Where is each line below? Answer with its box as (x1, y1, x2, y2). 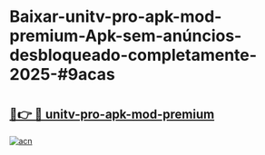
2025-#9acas (9, 64, 115, 85)
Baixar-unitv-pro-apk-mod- (9, 6, 222, 27)
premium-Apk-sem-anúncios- (9, 25, 242, 46)
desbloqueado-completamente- (9, 45, 257, 65)
